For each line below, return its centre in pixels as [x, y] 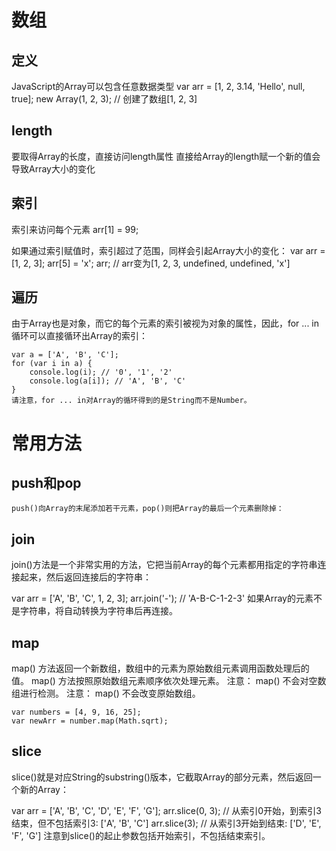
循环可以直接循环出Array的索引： [79, 336]
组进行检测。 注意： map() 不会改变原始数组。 [106, 693]
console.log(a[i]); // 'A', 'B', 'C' [108, 381]
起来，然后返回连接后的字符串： [85, 577]
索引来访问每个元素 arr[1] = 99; [75, 229]
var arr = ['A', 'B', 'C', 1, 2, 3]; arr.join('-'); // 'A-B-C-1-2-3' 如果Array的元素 [162, 598]
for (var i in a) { [52, 364]
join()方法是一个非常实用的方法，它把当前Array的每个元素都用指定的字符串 [164, 565]
